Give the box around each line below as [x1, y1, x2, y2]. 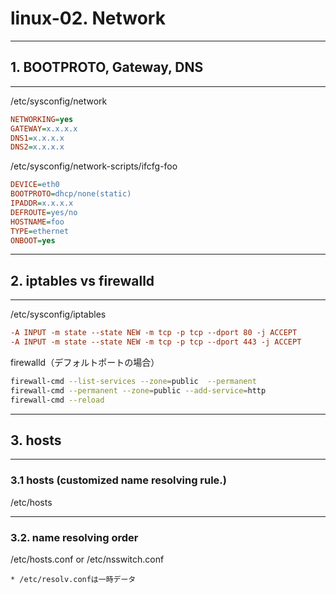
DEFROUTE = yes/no [10, 207, 78, 217]
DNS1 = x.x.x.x [10, 133, 65, 143]
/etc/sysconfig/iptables [10, 308, 107, 321]
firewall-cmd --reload [10, 395, 105, 405]
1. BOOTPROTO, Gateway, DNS [10, 59, 204, 76]
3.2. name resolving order [10, 530, 139, 544]
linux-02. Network [10, 7, 166, 30]
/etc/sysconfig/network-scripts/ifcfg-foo [10, 160, 178, 172]
